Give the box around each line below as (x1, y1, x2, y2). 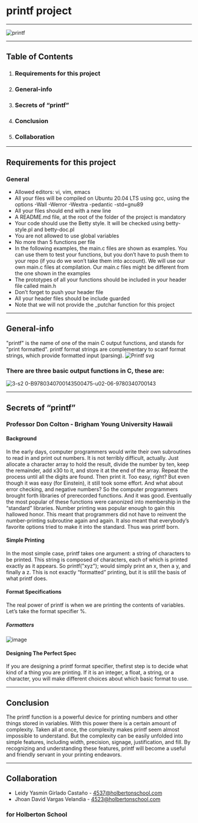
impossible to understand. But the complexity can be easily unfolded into (6, 732, 183, 739)
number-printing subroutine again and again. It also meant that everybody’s (6, 517, 190, 524)
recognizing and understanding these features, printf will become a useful (6, 745, 186, 752)
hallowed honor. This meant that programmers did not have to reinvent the (6, 511, 187, 518)
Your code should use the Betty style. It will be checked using (14, 220, 165, 226)
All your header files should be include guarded (14, 295, 130, 302)
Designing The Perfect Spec (6, 650, 77, 657)
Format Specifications (6, 588, 62, 595)
